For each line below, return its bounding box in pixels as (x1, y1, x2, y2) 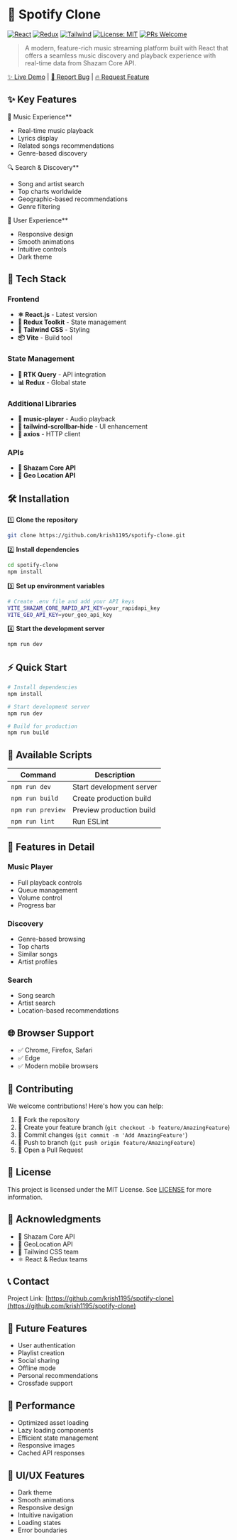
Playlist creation (17, 1349, 65, 1357)
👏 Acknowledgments (7, 1213, 101, 1225)
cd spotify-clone (7, 561, 59, 569)
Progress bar (17, 900, 56, 909)
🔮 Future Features (7, 1322, 87, 1335)
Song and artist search (17, 179, 84, 188)
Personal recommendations (17, 1372, 99, 1380)
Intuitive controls (17, 244, 67, 253)
